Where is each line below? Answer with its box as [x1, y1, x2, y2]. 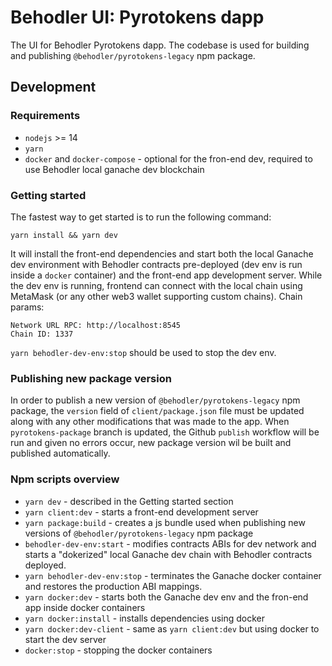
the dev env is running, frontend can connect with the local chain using [10, 279, 303, 291]
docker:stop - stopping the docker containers [24, 644, 213, 656]
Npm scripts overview [10, 472, 120, 486]
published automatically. [10, 447, 111, 460]
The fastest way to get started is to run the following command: [10, 211, 272, 223]
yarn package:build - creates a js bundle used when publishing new [24, 516, 306, 528]
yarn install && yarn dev [10, 230, 118, 240]
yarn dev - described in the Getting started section [24, 495, 234, 507]
